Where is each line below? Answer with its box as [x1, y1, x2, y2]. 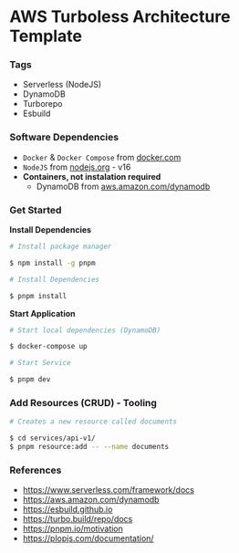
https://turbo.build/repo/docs [22, 514, 133, 525]
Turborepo [22, 99, 63, 110]
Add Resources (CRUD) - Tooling [9, 397, 158, 409]
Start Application [9, 308, 76, 318]
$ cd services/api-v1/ [9, 433, 96, 443]
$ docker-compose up [9, 342, 88, 351]
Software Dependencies [9, 130, 119, 143]
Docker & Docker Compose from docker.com [22, 151, 182, 162]
